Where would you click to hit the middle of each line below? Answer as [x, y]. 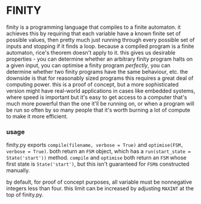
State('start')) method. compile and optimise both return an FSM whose [97, 158]
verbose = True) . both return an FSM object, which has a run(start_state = [98, 151]
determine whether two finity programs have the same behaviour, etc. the [97, 71]
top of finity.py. [25, 195]
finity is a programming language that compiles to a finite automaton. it [94, 27]
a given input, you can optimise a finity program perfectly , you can [88, 65]
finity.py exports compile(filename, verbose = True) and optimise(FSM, [95, 145]
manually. [18, 170]
